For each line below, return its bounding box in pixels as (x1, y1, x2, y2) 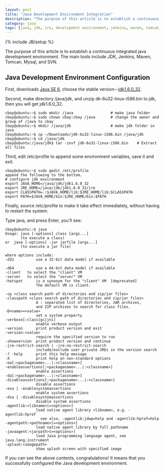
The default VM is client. (36, 283, 91, 288)
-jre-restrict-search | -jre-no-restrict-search (5, 343, 107, 348)
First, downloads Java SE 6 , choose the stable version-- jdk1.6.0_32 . (5, 86, 142, 92)
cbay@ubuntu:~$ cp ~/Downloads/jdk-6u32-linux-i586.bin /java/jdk (5, 132, 144, 137)
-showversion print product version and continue (5, 339, 111, 344)
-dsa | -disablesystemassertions (5, 394, 74, 400)
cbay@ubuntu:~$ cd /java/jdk (5, 136, 65, 141)
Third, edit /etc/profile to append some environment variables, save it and (5, 153, 154, 159)
